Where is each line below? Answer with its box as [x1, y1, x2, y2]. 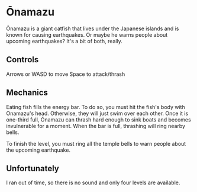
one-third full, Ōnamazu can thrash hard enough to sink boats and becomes [6, 116, 191, 123]
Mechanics [6, 88, 49, 98]
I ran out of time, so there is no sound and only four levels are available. [6, 179, 180, 186]
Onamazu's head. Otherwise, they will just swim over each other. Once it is [6, 110, 189, 117]
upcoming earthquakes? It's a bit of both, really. [6, 37, 122, 44]
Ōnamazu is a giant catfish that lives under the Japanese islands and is [6, 25, 179, 32]
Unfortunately [6, 163, 59, 174]
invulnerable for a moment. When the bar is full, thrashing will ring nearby [6, 122, 185, 129]
